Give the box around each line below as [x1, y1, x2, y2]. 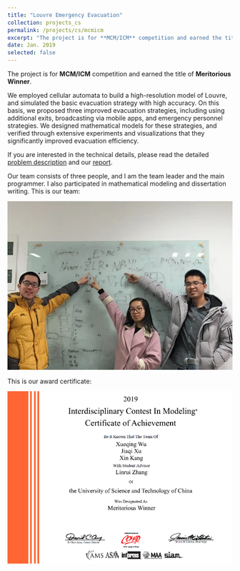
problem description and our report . [7, 158, 113, 166]
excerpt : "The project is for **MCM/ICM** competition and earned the [7, 34, 222, 41]
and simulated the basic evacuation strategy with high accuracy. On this [7, 98, 219, 107]
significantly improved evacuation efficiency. [7, 136, 139, 145]
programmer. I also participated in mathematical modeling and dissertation [7, 179, 226, 188]
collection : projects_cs [7, 19, 81, 26]
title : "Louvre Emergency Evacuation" [7, 11, 123, 19]
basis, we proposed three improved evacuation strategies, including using [7, 106, 225, 114]
